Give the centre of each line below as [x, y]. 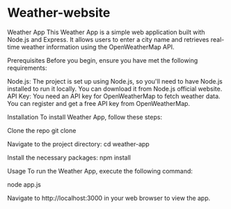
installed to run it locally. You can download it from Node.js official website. [115, 88]
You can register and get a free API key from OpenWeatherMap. [98, 103]
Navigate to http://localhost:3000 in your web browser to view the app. [109, 198]
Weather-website [59, 13]
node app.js [24, 184]
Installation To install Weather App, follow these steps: [85, 117]
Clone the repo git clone [42, 130]
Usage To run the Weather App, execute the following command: [100, 171]
